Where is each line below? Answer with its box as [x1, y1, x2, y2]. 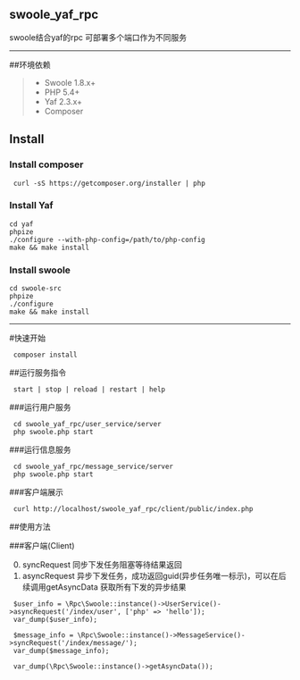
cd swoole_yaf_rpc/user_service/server [12, 420, 162, 429]
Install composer [9, 158, 84, 171]
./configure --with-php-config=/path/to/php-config [9, 235, 205, 244]
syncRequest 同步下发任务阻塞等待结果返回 [21, 559, 183, 570]
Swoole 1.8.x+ [44, 77, 96, 88]
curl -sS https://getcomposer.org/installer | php [12, 179, 205, 188]
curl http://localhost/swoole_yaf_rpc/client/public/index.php [12, 505, 254, 514]
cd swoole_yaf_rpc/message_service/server [12, 462, 174, 472]
